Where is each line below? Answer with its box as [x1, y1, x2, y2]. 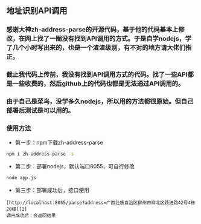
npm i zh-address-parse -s [6, 151, 74, 157]
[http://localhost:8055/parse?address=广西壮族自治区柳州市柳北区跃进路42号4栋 [6, 200, 196, 206]
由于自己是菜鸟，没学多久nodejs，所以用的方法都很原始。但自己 [6, 97, 194, 106]
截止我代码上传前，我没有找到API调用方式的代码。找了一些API [6, 70, 188, 79]
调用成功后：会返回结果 [6, 212, 56, 219]
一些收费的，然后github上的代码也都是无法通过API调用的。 [12, 79, 185, 88]
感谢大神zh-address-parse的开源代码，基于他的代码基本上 [6, 25, 179, 34]
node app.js [6, 175, 36, 181]
